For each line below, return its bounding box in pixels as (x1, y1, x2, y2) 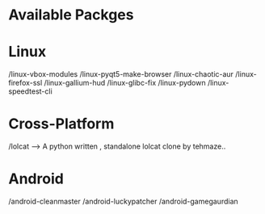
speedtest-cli (8, 86, 53, 96)
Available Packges (8, 6, 134, 24)
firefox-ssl (8, 78, 43, 88)
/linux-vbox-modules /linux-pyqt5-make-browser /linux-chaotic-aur (8, 69, 234, 79)
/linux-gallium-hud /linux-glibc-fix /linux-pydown (44, 78, 206, 88)
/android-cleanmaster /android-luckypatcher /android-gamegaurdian (8, 196, 238, 206)
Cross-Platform (8, 115, 115, 133)
